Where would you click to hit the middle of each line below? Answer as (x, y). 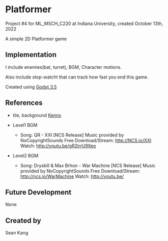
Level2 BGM (25, 155)
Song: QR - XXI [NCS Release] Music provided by (72, 135)
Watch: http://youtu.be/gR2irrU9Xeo (58, 146)
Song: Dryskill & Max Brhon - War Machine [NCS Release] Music (88, 165)
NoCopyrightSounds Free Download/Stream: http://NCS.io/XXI (86, 140)
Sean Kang (17, 233)
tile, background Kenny (37, 115)
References (24, 103)
